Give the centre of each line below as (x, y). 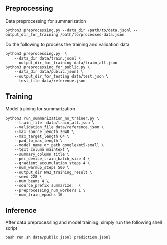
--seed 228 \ (28, 177)
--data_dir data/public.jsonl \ (49, 71)
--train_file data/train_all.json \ (55, 123)
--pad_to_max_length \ (39, 141)
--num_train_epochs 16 (39, 195)
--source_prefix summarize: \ (48, 185)
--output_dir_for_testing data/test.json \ (62, 76)
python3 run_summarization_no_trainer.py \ (52, 118)
